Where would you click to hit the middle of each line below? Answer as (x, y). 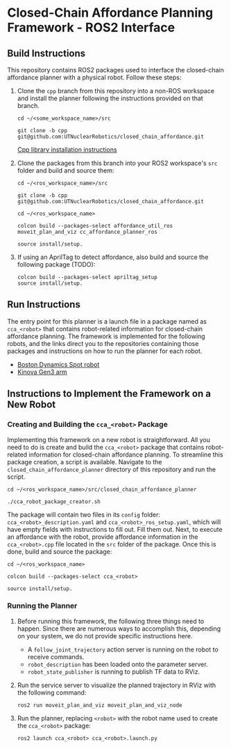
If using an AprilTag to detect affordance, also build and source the (113, 257)
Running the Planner (42, 606)
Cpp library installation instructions (67, 150)
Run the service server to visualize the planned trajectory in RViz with (117, 685)
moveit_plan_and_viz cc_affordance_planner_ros (87, 232)
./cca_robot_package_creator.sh (54, 502)
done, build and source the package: (60, 551)
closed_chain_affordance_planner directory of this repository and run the (112, 469)
